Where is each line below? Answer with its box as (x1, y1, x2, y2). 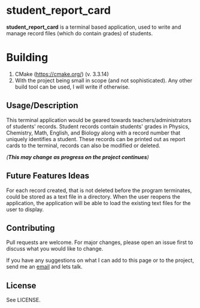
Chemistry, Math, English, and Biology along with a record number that (6, 129, 181, 136)
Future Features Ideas (6, 171, 90, 181)
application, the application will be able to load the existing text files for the (6, 199, 191, 206)
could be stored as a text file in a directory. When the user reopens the (6, 193, 181, 200)
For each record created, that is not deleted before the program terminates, (6, 187, 192, 194)
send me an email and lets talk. (6, 263, 83, 270)
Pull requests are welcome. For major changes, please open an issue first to (6, 239, 193, 246)
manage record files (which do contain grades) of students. (6, 29, 153, 36)
